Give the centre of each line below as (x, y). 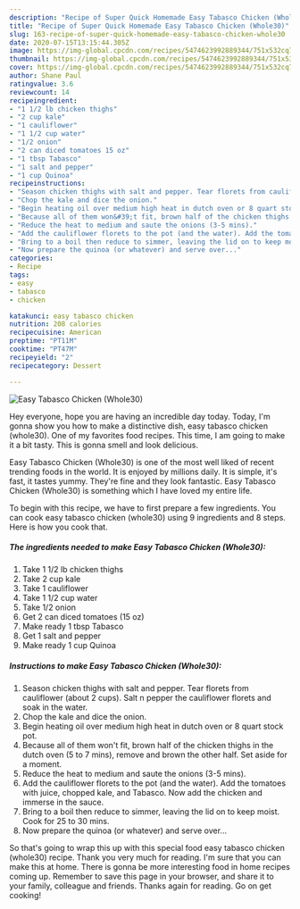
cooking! (25, 896)
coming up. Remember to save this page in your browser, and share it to (142, 877)
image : (21, 51)
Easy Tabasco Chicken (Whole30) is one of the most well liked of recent (142, 462)
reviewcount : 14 (39, 92)
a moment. (42, 764)
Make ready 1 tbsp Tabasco (73, 627)
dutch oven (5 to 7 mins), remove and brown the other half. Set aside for (154, 755)
